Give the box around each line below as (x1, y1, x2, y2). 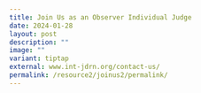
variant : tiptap (9, 54, 69, 63)
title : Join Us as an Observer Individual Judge (9, 12, 192, 22)
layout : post (9, 29, 58, 38)
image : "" (9, 46, 46, 55)
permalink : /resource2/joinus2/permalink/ (9, 71, 168, 80)
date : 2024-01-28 (9, 21, 73, 30)
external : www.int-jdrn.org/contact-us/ (9, 63, 161, 72)
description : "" (9, 37, 69, 47)
